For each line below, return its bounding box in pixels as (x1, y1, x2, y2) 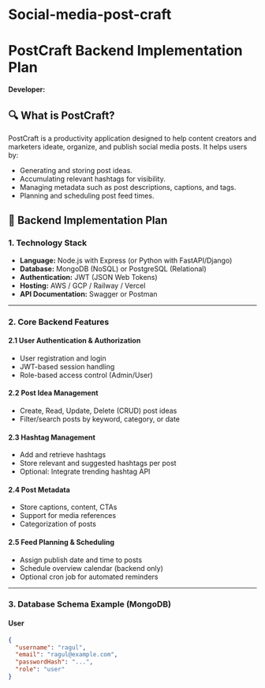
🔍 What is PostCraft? (8, 108, 116, 122)
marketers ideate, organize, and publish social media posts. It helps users (8, 142, 248, 151)
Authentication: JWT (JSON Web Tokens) (19, 272, 158, 282)
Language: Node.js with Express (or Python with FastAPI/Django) (19, 255, 233, 265)
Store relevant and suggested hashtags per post (19, 459, 177, 468)
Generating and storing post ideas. (19, 165, 132, 175)
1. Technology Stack (8, 237, 88, 248)
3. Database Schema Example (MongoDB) (8, 599, 172, 610)
